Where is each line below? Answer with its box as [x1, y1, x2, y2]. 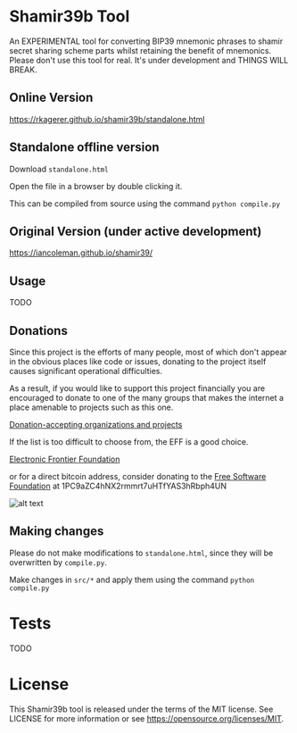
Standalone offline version [9, 140, 160, 155]
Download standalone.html [9, 163, 109, 174]
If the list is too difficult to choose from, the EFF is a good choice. [9, 437, 249, 447]
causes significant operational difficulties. [9, 366, 163, 376]
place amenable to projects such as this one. [9, 402, 174, 412]
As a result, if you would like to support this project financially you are [9, 383, 266, 394]
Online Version [9, 90, 94, 105]
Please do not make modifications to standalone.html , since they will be [9, 547, 274, 558]
